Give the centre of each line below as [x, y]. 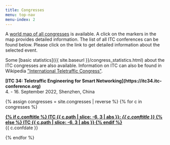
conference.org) [23, 86]
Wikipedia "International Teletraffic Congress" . [54, 71]
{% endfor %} [20, 138]
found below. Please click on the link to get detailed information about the [82, 45]
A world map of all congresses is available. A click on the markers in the [81, 34]
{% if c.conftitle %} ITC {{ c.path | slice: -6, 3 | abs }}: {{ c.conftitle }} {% [84, 117]
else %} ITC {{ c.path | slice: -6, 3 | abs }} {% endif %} [64, 123]
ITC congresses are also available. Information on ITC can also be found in [83, 66]
